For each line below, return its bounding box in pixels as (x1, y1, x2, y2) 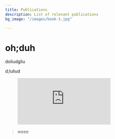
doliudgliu (5, 59, 26, 65)
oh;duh (5, 42, 36, 54)
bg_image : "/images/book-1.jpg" (5, 16, 72, 21)
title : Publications (5, 7, 48, 12)
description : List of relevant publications (5, 12, 99, 17)
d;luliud (5, 68, 21, 74)
